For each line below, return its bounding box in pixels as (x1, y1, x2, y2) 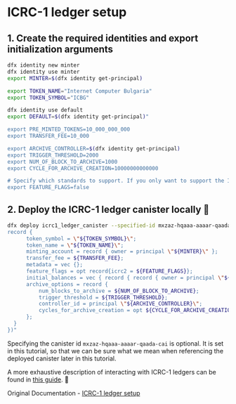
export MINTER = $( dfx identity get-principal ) (7, 74, 143, 82)
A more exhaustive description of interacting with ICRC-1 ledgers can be (7, 367, 216, 376)
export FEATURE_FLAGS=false (7, 184, 90, 191)
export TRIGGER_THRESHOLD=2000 (7, 152, 99, 159)
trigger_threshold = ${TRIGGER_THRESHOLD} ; (38, 294, 169, 301)
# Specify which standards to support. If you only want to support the (7, 177, 225, 185)
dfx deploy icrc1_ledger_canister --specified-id (7, 222, 156, 229)
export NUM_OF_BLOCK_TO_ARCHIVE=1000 (7, 158, 118, 165)
